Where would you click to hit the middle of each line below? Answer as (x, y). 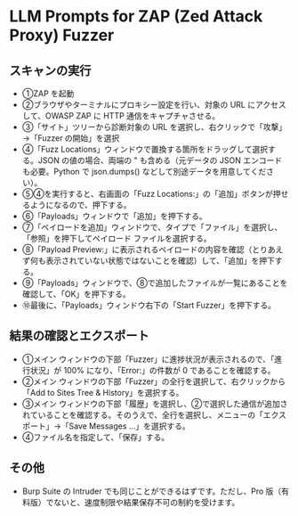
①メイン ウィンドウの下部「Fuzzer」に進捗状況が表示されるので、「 (148, 359)
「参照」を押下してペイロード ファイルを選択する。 (117, 238)
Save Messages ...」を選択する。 (130, 426)
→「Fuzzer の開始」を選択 (71, 138)
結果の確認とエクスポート (79, 336)
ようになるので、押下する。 (81, 205)
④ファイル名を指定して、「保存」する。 (96, 437)
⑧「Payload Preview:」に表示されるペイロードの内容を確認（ (137, 250)
